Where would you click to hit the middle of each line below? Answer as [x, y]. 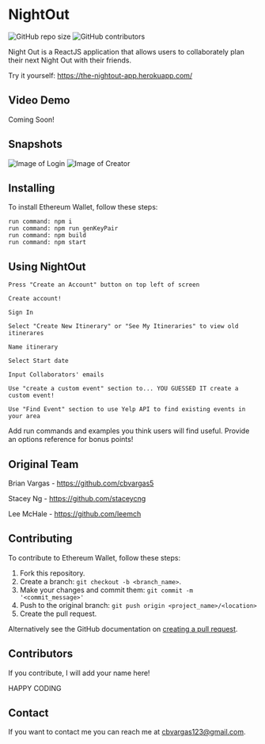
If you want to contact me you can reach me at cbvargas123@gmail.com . [127, 732]
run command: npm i [40, 222]
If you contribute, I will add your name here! [79, 673]
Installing [32, 188]
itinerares [26, 334]
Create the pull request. [58, 614]
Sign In [21, 313]
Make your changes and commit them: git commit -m [106, 590]
